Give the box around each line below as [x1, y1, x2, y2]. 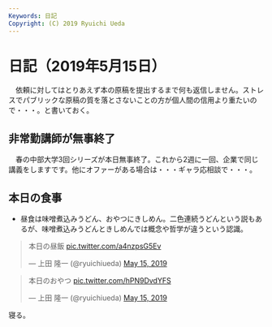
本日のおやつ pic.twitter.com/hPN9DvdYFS [28, 276, 172, 286]
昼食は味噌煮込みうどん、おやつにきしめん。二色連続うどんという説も [19, 214, 256, 224]
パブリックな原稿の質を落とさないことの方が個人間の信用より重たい [22, 95, 250, 105]
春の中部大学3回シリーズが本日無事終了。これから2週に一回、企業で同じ [15, 155, 259, 165]
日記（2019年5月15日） [8, 57, 166, 75]
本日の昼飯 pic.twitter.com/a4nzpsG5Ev [28, 241, 162, 252]
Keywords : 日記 [8, 11, 58, 20]
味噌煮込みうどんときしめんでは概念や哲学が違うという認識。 [41, 224, 248, 234]
